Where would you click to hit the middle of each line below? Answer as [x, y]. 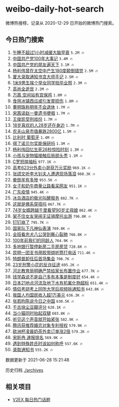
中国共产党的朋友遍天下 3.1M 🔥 [43, 65]
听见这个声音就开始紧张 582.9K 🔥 [45, 319]
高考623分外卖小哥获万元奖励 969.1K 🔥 [52, 167]
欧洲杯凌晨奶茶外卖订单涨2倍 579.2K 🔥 [51, 331]
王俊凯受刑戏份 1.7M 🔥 [35, 119]
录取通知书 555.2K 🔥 [33, 349]
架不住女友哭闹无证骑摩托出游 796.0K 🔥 [52, 216]
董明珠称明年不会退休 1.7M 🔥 [41, 107]
